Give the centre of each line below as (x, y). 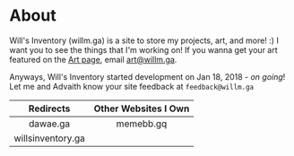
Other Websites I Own (142, 108)
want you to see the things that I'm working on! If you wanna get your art (143, 49)
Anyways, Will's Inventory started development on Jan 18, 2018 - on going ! (147, 76)
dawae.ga (49, 124)
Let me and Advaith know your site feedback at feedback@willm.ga (131, 86)
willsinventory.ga (49, 138)
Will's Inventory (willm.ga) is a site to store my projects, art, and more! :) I (144, 40)
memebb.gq (142, 124)
